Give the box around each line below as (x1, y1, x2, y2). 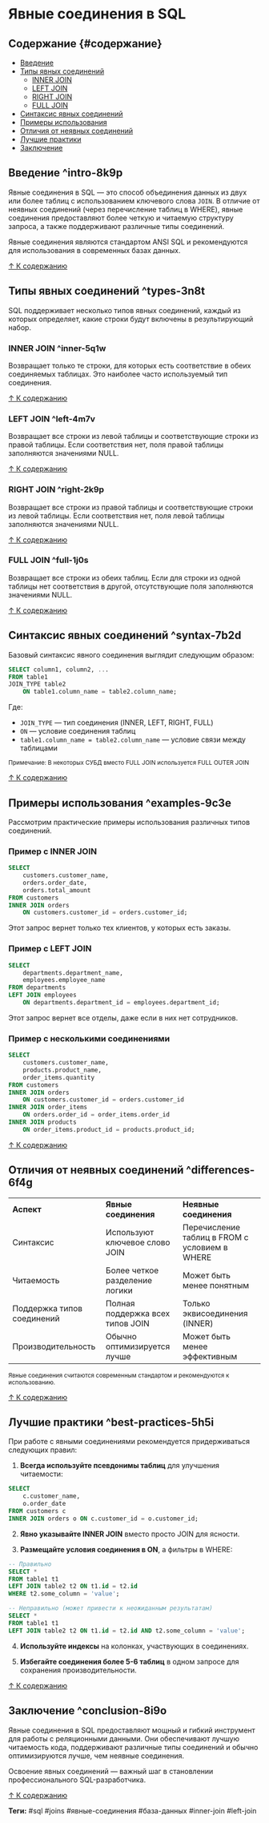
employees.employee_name (22, 976, 106, 984)
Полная (105, 1298, 135, 1309)
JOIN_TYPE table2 (8, 680, 66, 689)
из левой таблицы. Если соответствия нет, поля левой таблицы (8, 510, 225, 521)
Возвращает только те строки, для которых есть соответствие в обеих (8, 360, 251, 370)
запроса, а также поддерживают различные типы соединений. (8, 221, 225, 231)
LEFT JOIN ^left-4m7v (8, 413, 96, 425)
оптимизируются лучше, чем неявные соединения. (8, 1751, 185, 1761)
